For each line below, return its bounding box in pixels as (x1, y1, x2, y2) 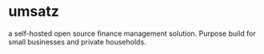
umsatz (8, 2, 60, 21)
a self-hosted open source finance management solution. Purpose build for (8, 29, 256, 38)
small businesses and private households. (8, 37, 146, 46)
